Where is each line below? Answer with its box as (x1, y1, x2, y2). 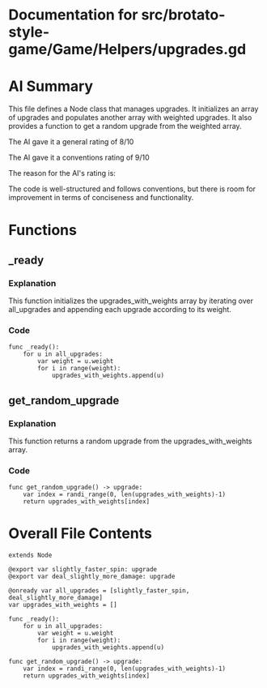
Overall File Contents (8, 524, 152, 543)
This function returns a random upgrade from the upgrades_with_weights (8, 436, 252, 446)
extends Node (8, 551, 53, 560)
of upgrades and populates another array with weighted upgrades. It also (8, 113, 252, 122)
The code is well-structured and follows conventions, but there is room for (8, 184, 256, 194)
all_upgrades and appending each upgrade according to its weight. (8, 305, 232, 314)
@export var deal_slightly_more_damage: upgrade (8, 573, 176, 581)
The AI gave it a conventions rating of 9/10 (8, 152, 150, 163)
